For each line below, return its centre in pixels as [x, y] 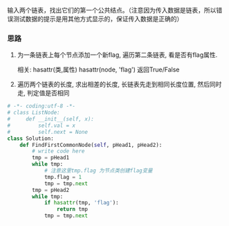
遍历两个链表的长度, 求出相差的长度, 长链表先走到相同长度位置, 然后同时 [119, 85]
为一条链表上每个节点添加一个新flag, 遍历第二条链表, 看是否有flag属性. [117, 55]
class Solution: [30, 138]
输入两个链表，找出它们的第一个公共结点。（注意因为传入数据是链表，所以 [112, 10]
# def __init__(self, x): [51, 119]
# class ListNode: [34, 113]
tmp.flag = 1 [63, 177]
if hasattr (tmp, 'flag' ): [81, 203]
